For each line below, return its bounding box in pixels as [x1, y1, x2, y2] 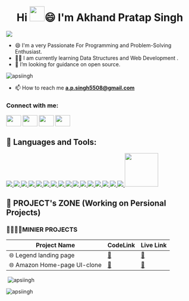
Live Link [140, 241, 167, 249]
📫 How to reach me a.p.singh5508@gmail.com [14, 84, 135, 91]
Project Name [35, 241, 75, 249]
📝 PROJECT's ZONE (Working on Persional [6, 198, 166, 209]
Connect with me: [6, 101, 59, 110]
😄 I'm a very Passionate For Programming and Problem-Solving [14, 42, 172, 49]
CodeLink [107, 241, 136, 249]
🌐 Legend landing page [9, 251, 75, 259]
